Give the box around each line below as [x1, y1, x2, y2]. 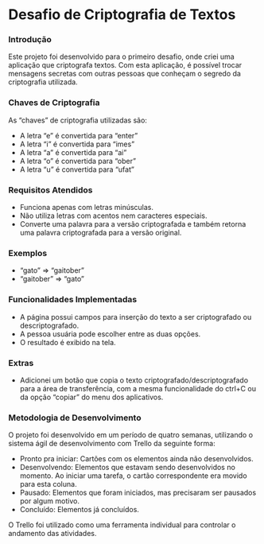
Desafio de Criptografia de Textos [8, 6, 236, 24]
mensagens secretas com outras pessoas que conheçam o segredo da [8, 69, 241, 79]
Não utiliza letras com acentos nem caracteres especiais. [19, 211, 208, 220]
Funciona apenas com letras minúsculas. [19, 203, 153, 212]
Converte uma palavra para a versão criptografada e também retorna [19, 220, 247, 229]
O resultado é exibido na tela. [19, 337, 117, 347]
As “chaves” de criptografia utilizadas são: [8, 115, 147, 125]
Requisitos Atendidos [8, 185, 93, 196]
